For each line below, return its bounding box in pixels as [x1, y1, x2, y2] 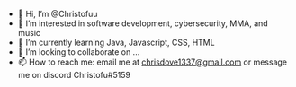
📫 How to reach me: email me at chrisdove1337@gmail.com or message [17, 57, 288, 67]
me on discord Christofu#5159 [17, 70, 130, 80]
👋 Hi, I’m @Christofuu [17, 9, 98, 19]
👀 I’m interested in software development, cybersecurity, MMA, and [17, 18, 268, 29]
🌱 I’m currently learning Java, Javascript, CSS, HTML [17, 37, 215, 48]
